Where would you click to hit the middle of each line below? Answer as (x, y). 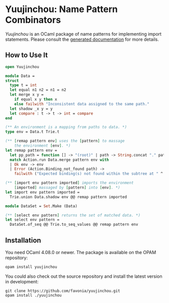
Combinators (33, 20)
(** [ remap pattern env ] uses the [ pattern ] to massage (65, 141)
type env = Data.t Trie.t (32, 132)
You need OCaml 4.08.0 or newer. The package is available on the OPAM (81, 252)
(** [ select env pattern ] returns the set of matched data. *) (73, 215)
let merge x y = (27, 95)
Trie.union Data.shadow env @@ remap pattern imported (68, 197)
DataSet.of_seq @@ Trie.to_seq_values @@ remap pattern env (74, 225)
